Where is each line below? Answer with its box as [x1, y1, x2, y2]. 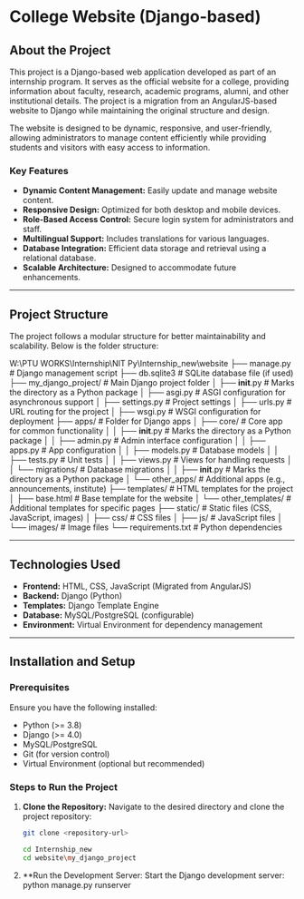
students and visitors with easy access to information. [9, 142, 211, 152]
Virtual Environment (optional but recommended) [22, 757, 205, 768]
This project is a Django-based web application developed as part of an [9, 66, 277, 77]
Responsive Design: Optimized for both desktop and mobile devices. [22, 204, 281, 215]
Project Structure [9, 307, 109, 322]
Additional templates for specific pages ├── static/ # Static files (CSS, [9, 503, 272, 513]
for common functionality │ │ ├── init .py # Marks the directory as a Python [9, 425, 291, 436]
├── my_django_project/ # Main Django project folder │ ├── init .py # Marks [9, 377, 295, 388]
